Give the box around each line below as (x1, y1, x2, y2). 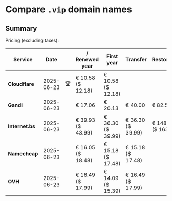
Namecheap (8, 150, 38, 157)
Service (13, 56, 33, 63)
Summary (5, 24, 37, 33)
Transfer (125, 56, 147, 63)
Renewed (75, 56, 99, 63)
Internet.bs (8, 123, 36, 130)
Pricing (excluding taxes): (5, 37, 59, 43)
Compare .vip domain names (5, 4, 132, 15)
